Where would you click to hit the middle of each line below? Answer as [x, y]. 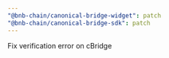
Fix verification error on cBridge [60, 45]
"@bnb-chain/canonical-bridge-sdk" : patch [79, 23]
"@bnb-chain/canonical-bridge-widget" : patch [84, 15]
